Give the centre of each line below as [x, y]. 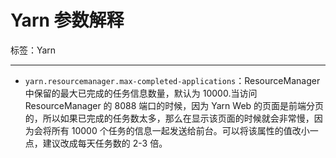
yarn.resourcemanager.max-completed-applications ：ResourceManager [172, 80]
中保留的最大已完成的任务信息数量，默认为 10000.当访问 [141, 93]
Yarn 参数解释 [67, 20]
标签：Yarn [33, 50]
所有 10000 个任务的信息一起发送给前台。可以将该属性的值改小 [180, 130]
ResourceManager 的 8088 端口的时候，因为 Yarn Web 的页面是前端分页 [174, 105]
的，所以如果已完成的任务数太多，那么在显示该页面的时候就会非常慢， [169, 118]
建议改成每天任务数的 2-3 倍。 [105, 143]
